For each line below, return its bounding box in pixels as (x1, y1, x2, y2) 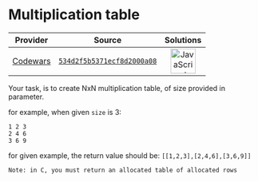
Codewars (12, 55, 51, 66)
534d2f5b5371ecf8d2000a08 (58, 56, 157, 65)
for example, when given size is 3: (8, 107, 122, 117)
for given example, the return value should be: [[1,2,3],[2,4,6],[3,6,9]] (8, 150, 252, 160)
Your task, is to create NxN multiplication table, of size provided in (8, 83, 226, 93)
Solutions (165, 34, 202, 45)
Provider (14, 34, 49, 45)
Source (93, 34, 122, 45)
